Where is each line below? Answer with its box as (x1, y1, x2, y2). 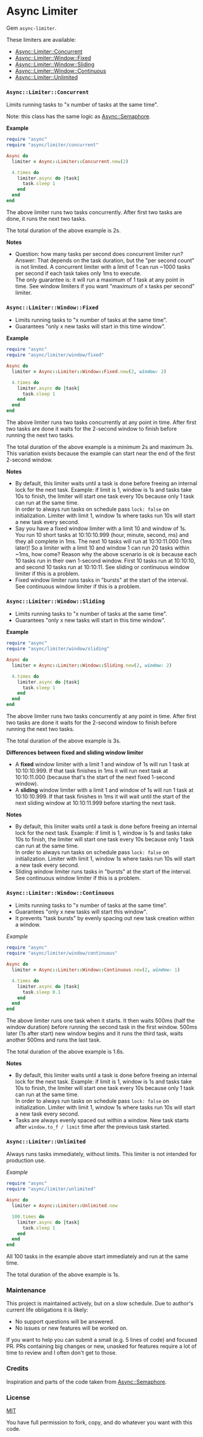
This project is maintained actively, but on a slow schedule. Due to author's (6, 1300, 194, 1307)
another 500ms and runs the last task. (6, 1036, 101, 1044)
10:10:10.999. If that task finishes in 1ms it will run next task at (15, 767, 168, 775)
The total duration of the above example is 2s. (6, 226, 121, 234)
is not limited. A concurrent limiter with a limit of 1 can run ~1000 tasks (15, 263, 191, 271)
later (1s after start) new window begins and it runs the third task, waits (6, 1030, 184, 1037)
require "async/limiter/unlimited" (6, 1186, 96, 1193)
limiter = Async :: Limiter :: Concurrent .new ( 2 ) (12, 158, 129, 164)
